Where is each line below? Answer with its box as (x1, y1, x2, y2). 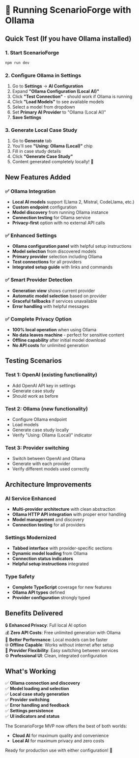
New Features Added (5, 173, 71, 181)
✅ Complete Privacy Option (5, 316, 72, 322)
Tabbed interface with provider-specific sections (12, 545, 112, 551)
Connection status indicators (12, 555, 74, 562)
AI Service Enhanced (5, 495, 56, 502)
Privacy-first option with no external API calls (12, 220, 105, 226)
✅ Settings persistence (5, 708, 54, 714)
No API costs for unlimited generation (12, 342, 89, 348)
